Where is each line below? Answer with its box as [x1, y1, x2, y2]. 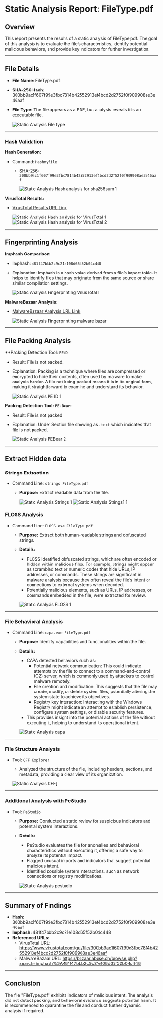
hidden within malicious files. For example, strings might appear [26, 561, 154, 567]
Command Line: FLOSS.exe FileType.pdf [12, 522, 93, 528]
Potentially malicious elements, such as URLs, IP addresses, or [26, 587, 152, 593]
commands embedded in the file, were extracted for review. [26, 592, 146, 598]
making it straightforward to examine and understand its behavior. [12, 383, 144, 390]
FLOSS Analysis [5, 511, 44, 518]
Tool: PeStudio [12, 809, 41, 815]
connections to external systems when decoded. [26, 582, 124, 587]
